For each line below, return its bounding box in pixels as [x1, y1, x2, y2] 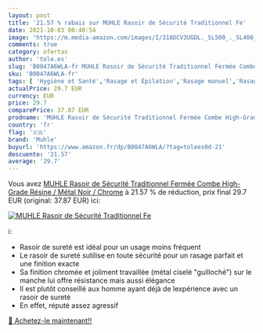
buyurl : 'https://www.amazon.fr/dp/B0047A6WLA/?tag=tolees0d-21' [8, 143, 225, 151]
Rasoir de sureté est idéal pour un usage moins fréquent [19, 243, 201, 252]
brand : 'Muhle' [8, 135, 58, 144]
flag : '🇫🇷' [8, 128, 47, 136]
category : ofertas [8, 48, 68, 56]
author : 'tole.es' [8, 56, 68, 64]
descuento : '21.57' [8, 150, 72, 158]
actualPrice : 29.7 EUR [8, 84, 82, 93]
